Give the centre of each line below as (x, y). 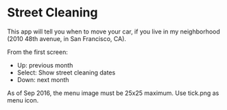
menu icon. (23, 100)
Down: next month (43, 79)
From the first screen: (38, 52)
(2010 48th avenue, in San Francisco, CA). (67, 38)
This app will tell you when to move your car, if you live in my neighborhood (114, 31)
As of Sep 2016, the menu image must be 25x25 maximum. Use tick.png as (113, 93)
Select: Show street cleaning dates (66, 72)
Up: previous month (45, 65)
